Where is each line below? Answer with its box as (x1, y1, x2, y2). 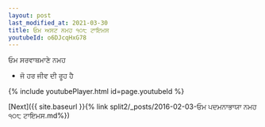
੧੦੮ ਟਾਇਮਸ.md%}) (8, 111, 70, 121)
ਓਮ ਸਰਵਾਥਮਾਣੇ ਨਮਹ (8, 55, 66, 65)
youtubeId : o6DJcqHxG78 (8, 33, 87, 42)
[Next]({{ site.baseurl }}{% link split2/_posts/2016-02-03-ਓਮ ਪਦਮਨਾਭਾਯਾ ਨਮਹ (8, 102, 257, 111)
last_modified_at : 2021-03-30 (8, 19, 109, 27)
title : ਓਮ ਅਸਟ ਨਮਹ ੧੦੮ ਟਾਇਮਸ (8, 26, 109, 34)
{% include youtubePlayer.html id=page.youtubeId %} (8, 87, 185, 96)
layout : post (8, 11, 52, 20)
